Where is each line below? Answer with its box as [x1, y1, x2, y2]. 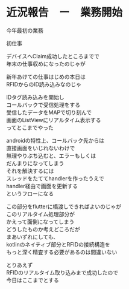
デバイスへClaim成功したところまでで [6, 52, 99, 59]
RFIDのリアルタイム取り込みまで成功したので [6, 268, 119, 276]
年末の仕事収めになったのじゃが [6, 60, 86, 67]
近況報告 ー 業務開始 [6, 5, 123, 19]
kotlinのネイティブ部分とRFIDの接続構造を [6, 240, 110, 248]
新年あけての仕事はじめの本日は [6, 73, 86, 80]
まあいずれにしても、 [6, 233, 59, 240]
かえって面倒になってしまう [6, 218, 75, 225]
